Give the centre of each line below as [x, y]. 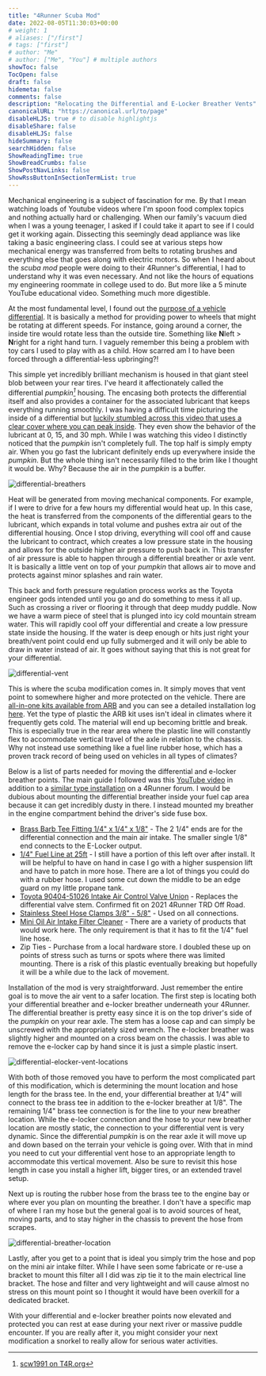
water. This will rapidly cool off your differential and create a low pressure [128, 624]
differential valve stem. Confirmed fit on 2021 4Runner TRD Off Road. [132, 904]
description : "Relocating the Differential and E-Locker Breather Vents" [133, 104]
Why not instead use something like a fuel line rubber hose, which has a [125, 747]
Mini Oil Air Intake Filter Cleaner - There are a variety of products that [133, 922]
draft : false [30, 82]
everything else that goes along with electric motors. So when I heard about [132, 259]
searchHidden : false [42, 148]
